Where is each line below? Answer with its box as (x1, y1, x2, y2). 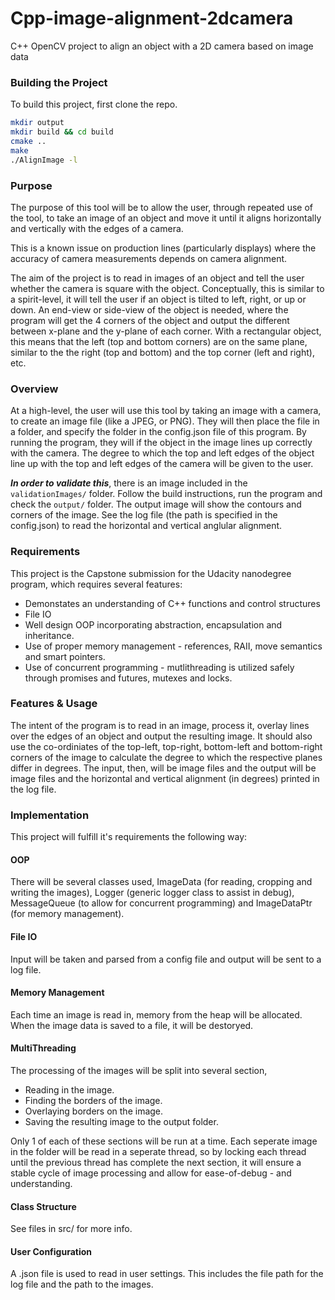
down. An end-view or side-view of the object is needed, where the (10, 303, 289, 316)
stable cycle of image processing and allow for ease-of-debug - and (10, 1167, 292, 1179)
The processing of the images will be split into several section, (10, 1064, 268, 1076)
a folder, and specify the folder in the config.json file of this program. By (10, 426, 307, 438)
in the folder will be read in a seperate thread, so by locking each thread (10, 1145, 307, 1157)
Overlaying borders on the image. (24, 1105, 164, 1117)
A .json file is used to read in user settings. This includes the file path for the (10, 1268, 324, 1280)
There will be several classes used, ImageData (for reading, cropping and (10, 876, 313, 888)
